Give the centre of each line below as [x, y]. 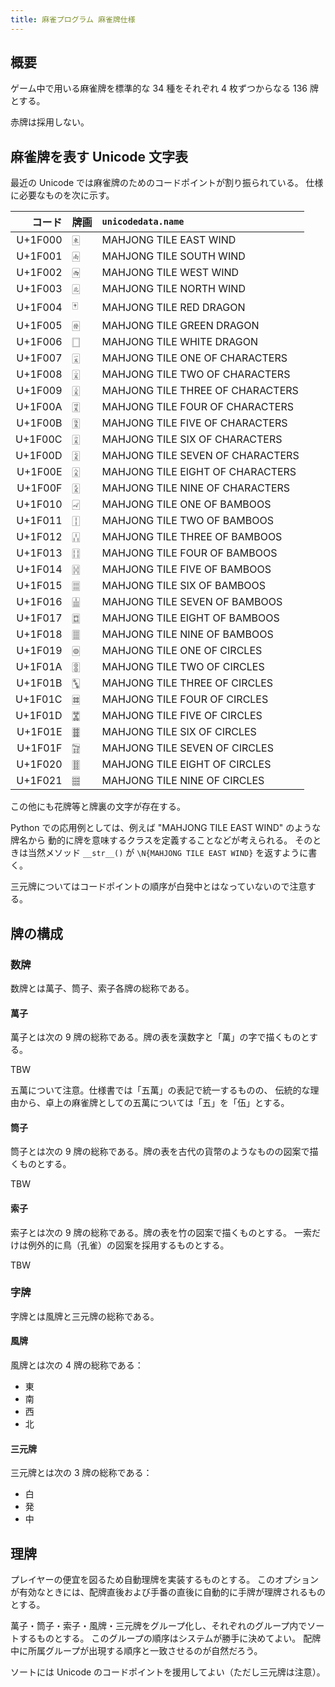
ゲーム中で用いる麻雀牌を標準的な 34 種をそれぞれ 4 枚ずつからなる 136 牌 [164, 88]
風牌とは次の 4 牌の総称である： [77, 1365]
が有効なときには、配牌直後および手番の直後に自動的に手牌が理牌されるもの [168, 1592]
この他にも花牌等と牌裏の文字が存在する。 [98, 807]
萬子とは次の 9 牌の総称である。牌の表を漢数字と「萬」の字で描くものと [160, 1037]
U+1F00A [39, 407]
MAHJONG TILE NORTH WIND [173, 289]
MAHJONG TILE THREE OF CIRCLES [187, 683]
